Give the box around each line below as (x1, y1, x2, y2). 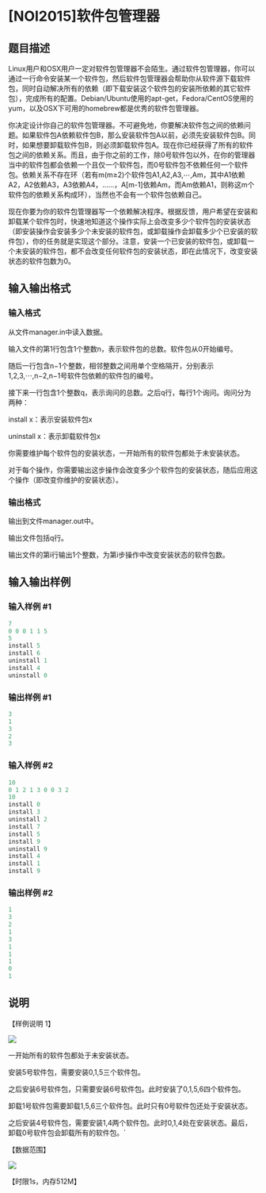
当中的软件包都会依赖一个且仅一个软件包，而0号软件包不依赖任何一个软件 (8, 160, 249, 169)
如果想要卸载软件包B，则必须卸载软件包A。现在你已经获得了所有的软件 (21, 140, 253, 149)
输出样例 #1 (8, 691, 51, 702)
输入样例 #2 (8, 760, 54, 771)
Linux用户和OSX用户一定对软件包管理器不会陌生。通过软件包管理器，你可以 (8, 64, 256, 73)
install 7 (8, 822, 41, 830)
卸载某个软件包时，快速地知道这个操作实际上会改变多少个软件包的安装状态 (8, 217, 251, 226)
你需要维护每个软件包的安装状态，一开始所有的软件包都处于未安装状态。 (8, 448, 244, 457)
